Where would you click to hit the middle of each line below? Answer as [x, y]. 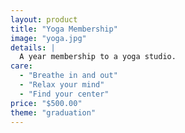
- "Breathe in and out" [68, 76]
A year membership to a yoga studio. [98, 57]
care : [21, 66]
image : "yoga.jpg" [48, 38]
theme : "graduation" [53, 112]
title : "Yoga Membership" [64, 29]
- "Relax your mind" [62, 85]
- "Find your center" [64, 94]
